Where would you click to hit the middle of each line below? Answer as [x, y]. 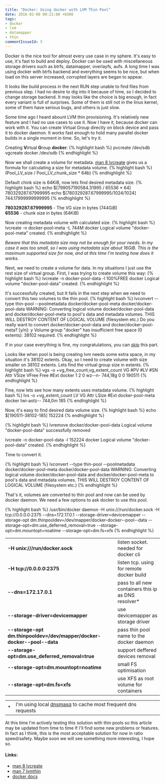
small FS [127, 664]
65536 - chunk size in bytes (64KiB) [42, 213]
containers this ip [137, 589]
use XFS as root [136, 678]
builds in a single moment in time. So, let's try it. [54, 138]
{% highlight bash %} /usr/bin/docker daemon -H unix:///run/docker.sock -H [82, 510]
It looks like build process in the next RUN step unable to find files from [77, 86]
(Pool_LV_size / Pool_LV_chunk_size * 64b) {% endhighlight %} [69, 173]
